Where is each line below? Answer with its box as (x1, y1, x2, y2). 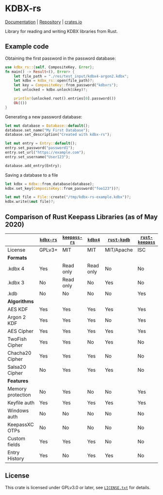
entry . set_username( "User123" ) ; (5, 154, 70, 159)
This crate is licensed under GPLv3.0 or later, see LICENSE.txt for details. (5, 484, 151, 490)
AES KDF (7, 306, 28, 313)
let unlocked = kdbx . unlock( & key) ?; (14, 87, 88, 92)
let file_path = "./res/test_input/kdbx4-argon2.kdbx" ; (14, 74, 130, 79)
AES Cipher (7, 328, 34, 334)
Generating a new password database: (5, 114, 82, 119)
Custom (7, 435, 26, 442)
